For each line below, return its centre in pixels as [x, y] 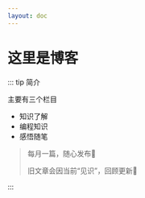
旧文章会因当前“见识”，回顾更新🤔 [82, 171]
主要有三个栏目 [32, 99]
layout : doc [27, 16]
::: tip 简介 [24, 82]
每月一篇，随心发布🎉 [61, 153]
